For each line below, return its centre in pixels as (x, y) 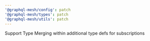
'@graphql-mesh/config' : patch (38, 10)
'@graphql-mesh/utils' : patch (37, 19)
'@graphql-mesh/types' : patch (37, 14)
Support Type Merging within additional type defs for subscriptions (75, 33)
